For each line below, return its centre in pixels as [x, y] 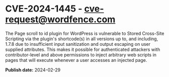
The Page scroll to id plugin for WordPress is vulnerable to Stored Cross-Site [85, 33]
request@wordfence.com [60, 19]
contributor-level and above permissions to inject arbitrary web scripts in [81, 55]
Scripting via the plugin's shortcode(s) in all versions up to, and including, [82, 39]
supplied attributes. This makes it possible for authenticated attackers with [83, 49]
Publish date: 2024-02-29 [33, 70]
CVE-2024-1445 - [44, 9]
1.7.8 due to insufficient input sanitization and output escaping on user [78, 44]
